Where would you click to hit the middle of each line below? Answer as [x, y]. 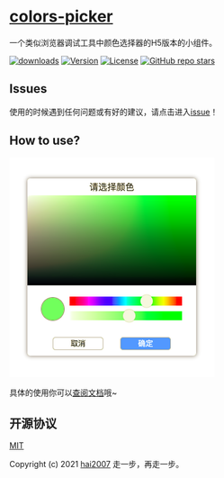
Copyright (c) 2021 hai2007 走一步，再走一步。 [97, 464]
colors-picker [61, 17]
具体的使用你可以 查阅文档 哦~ [63, 392]
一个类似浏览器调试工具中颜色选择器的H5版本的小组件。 [113, 42]
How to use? [45, 141]
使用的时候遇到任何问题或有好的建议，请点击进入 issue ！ [114, 112]
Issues [28, 89]
